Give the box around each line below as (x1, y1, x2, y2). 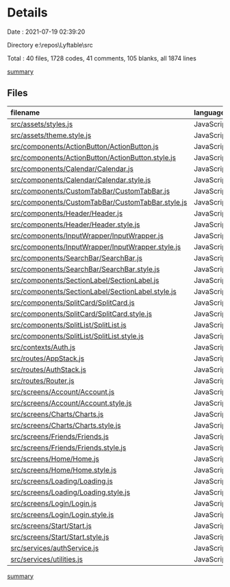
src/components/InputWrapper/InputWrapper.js (10, 231, 164, 240)
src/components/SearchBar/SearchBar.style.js (10, 264, 160, 274)
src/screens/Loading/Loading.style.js (10, 487, 131, 497)
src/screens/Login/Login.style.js (10, 509, 114, 519)
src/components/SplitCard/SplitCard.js (10, 297, 135, 307)
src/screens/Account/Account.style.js (10, 398, 132, 408)
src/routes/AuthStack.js (10, 365, 87, 374)
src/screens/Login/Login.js (10, 498, 97, 508)
